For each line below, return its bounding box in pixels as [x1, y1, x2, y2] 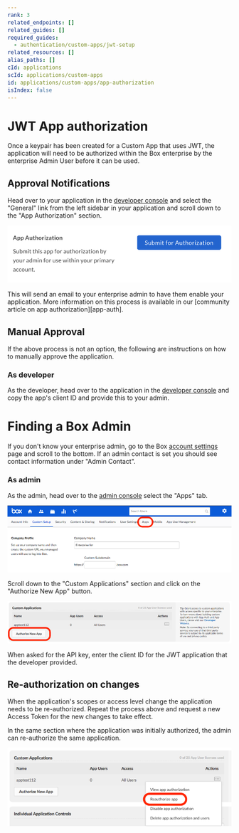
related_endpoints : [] [7, 18, 75, 26]
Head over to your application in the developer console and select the [7, 196, 212, 205]
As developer [7, 370, 55, 380]
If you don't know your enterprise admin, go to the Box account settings [7, 442, 218, 451]
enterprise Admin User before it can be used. [7, 156, 140, 165]
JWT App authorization [7, 118, 149, 134]
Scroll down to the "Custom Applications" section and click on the [7, 580, 201, 588]
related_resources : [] [7, 49, 75, 56]
